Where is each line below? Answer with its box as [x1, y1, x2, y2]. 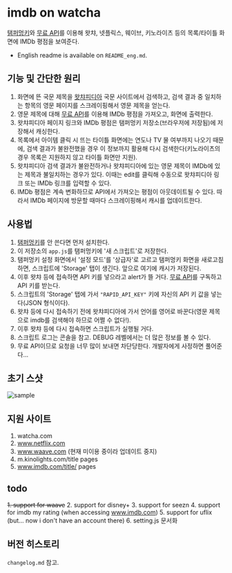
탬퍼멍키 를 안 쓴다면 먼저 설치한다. [17, 238, 110, 246]
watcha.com [17, 432, 53, 440]
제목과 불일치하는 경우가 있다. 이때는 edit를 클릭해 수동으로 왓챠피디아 [24, 170, 213, 178]
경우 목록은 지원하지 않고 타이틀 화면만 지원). [17, 153, 138, 161]
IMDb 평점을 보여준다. [19, 37, 79, 46]
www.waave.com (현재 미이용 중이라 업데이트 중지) [17, 447, 157, 455]
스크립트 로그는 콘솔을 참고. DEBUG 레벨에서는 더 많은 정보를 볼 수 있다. [17, 333, 211, 341]
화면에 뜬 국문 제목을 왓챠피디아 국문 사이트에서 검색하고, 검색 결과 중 [17, 92, 204, 101]
